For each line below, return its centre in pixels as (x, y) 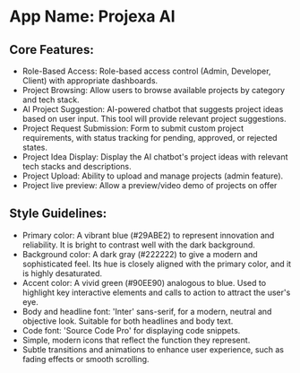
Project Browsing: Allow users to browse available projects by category (153, 90)
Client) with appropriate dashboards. (90, 81)
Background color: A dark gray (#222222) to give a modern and (140, 254)
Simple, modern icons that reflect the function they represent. (136, 340)
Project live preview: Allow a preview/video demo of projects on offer (150, 185)
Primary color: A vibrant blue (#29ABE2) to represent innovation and (148, 235)
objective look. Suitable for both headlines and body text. (128, 321)
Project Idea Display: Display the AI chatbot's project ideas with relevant (155, 157)
